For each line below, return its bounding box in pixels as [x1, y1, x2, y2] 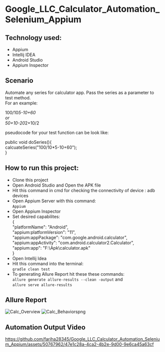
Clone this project [12, 177, 48, 183]
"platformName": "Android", [12, 224, 69, 230]
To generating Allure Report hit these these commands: [12, 271, 125, 277]
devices [12, 192, 29, 198]
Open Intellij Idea [12, 255, 47, 261]
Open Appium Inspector [12, 208, 61, 214]
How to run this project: [5, 164, 79, 172]
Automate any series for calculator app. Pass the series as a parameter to [5, 90, 154, 96]
